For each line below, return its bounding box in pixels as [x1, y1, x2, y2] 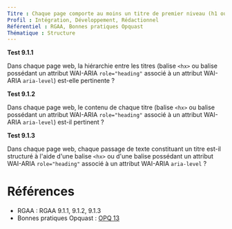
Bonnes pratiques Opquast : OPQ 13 [17, 214, 119, 222]
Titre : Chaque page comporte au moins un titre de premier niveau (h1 [7, 10, 217, 17]
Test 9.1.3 [7, 131, 36, 140]
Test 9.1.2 [7, 90, 36, 98]
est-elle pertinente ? [57, 77, 115, 85]
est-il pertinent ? [57, 118, 105, 127]
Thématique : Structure [7, 29, 76, 37]
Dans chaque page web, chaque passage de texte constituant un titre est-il [7, 145, 222, 153]
